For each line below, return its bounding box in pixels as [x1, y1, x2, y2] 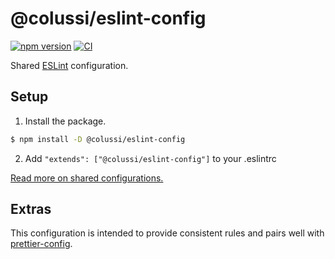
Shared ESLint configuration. [10, 59, 129, 71]
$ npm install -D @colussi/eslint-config [10, 134, 186, 144]
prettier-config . [10, 238, 73, 250]
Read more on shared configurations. [10, 172, 164, 184]
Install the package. [24, 115, 107, 127]
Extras [10, 201, 52, 218]
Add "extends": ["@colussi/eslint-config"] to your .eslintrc [24, 152, 277, 164]
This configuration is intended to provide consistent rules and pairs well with [10, 227, 325, 239]
